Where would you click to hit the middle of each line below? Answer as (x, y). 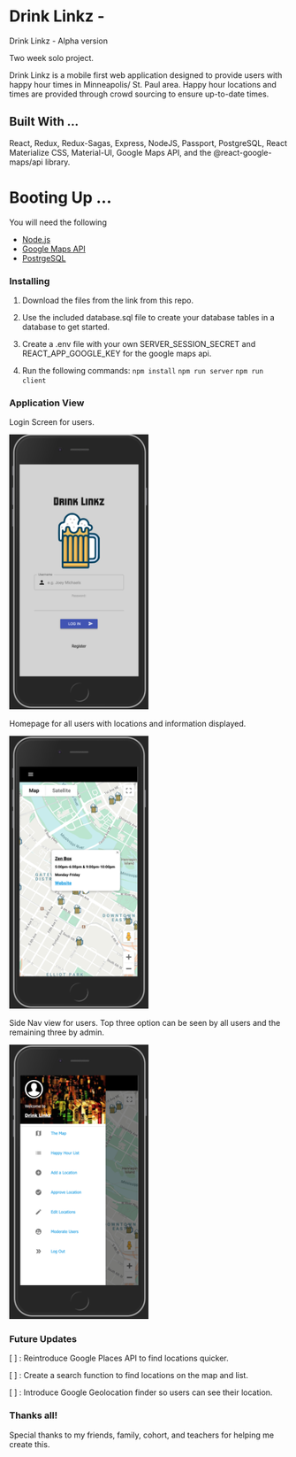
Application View (47, 403)
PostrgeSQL (44, 258)
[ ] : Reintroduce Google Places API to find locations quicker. (119, 1358)
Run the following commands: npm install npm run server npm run (142, 370)
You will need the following (58, 222)
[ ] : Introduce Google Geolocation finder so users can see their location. (141, 1392)
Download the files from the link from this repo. (108, 300)
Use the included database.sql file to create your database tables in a (148, 317)
